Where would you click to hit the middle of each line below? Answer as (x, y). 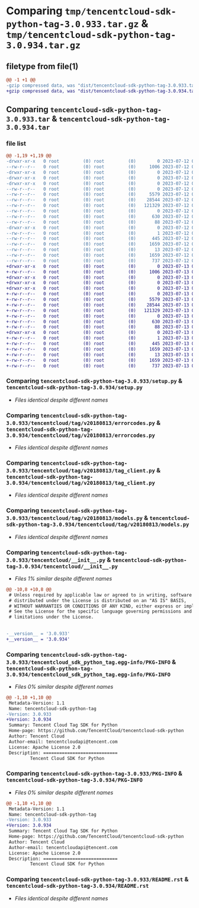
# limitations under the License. (51, 617)
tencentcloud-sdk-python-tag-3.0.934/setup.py (75, 388)
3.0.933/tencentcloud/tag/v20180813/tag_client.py (81, 470)
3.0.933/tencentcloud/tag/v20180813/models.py (75, 518)
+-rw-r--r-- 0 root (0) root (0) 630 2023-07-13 (98, 321)
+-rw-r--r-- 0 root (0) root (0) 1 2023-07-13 (98, 338)
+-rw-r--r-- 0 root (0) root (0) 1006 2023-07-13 (98, 272)
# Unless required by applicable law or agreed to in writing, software (100, 595)
